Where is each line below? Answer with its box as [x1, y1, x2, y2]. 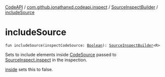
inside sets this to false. [5, 66, 53, 72]
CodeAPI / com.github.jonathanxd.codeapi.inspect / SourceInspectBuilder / [5, 4, 158, 10]
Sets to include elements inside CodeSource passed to [5, 51, 117, 57]
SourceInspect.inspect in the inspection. [5, 57, 87, 63]
